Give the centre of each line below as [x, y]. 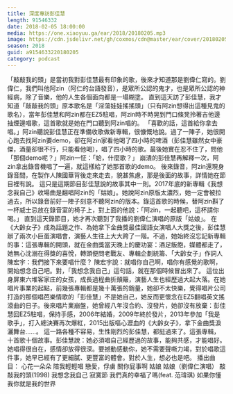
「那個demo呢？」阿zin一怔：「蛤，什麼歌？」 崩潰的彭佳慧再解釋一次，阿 [113, 158]
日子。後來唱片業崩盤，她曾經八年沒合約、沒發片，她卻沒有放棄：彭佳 [126, 305]
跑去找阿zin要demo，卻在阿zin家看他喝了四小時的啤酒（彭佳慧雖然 [109, 140]
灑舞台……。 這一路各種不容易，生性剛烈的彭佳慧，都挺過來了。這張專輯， [114, 331]
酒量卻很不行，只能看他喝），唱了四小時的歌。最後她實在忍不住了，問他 [121, 149]
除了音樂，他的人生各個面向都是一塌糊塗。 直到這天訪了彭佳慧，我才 [123, 97]
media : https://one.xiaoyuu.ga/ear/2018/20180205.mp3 [87, 33]
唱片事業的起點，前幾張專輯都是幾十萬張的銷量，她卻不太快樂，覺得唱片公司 [116, 288]
